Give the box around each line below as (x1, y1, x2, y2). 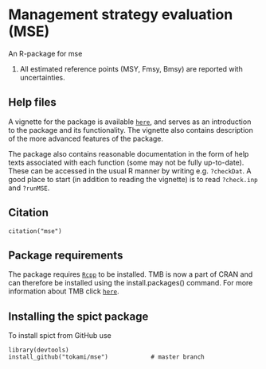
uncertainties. (19, 72, 65, 82)
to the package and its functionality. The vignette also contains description (8, 125, 253, 134)
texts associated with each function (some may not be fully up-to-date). (8, 157, 244, 167)
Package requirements (8, 248, 123, 262)
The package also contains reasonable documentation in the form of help (8, 149, 249, 158)
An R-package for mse (8, 49, 83, 58)
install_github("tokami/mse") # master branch (8, 353, 205, 361)
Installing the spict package (8, 309, 149, 323)
